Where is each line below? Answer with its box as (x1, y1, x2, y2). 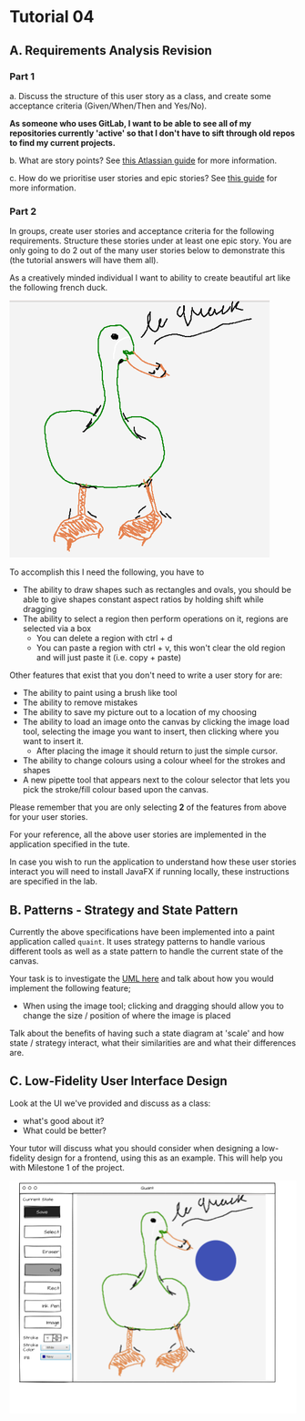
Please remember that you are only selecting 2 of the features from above (9, 802, 287, 813)
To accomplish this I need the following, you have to (9, 567, 205, 578)
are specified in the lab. (9, 876, 98, 887)
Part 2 (9, 205, 37, 218)
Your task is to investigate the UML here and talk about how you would (9, 973, 275, 984)
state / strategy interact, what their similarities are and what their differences (9, 1037, 297, 1048)
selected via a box (22, 623, 92, 634)
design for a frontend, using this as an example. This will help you (36, 1152, 284, 1163)
